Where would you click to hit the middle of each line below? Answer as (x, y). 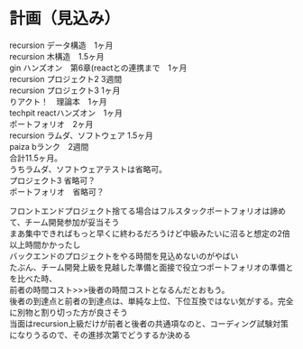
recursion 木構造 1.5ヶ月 (57, 56)
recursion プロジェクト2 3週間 (66, 78)
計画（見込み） (65, 18)
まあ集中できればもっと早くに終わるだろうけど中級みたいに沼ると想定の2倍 (150, 233)
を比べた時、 (33, 278)
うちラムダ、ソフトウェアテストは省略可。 (88, 169)
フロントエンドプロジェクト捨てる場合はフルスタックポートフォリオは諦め (147, 211)
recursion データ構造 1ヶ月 (61, 45)
